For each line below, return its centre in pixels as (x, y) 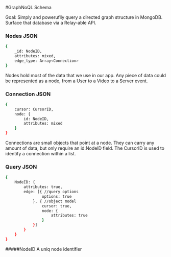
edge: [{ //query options (51, 192)
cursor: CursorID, (34, 109)
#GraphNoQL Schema (29, 7)
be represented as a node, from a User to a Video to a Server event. (77, 81)
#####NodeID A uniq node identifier (44, 249)
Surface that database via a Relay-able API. (51, 23)
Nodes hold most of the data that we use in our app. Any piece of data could (86, 75)
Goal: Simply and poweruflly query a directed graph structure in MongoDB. (84, 17)
